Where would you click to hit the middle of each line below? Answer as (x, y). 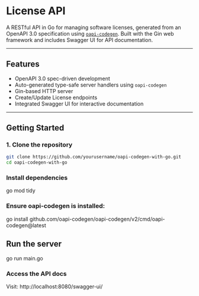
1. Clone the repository (39, 145)
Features (23, 64)
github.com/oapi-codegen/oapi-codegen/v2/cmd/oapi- (97, 219)
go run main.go (25, 258)
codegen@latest (26, 225)
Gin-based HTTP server (44, 91)
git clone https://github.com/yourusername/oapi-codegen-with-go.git (94, 157)
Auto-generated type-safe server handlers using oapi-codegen (91, 85)
